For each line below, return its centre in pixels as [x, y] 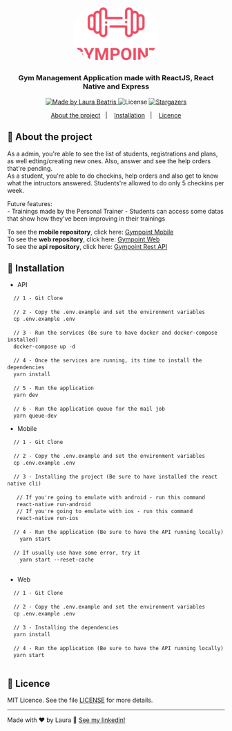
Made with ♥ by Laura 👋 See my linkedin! [66, 720]
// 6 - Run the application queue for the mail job [89, 409]
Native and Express [116, 86]
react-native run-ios [47, 519]
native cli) [24, 484]
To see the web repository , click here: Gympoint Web [84, 239]
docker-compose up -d [45, 347]
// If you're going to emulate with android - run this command [111, 498]
